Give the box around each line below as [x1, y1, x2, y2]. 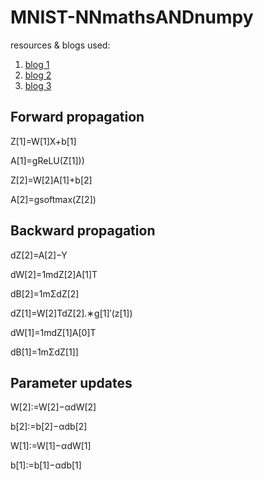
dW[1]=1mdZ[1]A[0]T [10, 326, 97, 338]
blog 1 [24, 58, 50, 70]
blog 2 [24, 69, 52, 81]
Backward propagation [10, 222, 156, 240]
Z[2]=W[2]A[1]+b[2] [10, 174, 93, 186]
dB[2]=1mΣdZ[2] [10, 287, 80, 300]
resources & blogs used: [10, 39, 111, 51]
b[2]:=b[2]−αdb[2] [10, 421, 88, 433]
